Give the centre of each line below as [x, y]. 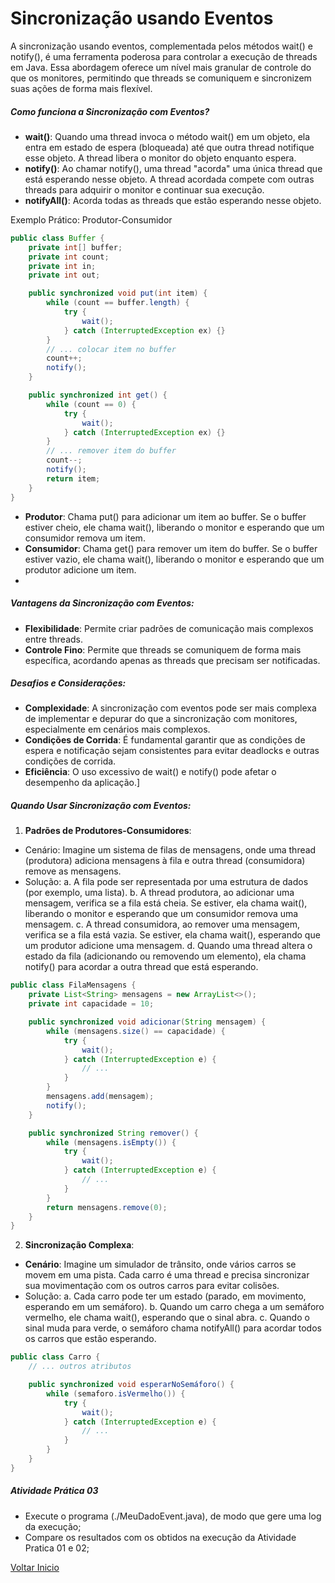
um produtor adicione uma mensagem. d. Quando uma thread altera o [168, 946]
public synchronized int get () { [98, 395]
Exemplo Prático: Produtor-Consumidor [91, 219]
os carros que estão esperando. [90, 1339]
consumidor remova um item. [85, 538]
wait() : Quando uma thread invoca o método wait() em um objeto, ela [167, 136]
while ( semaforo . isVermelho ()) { [116, 1393]
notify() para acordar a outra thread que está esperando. [141, 967]
